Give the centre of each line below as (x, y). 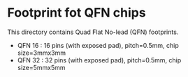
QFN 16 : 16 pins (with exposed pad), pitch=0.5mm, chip (98, 45)
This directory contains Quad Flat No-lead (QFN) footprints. (93, 32)
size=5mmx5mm (41, 67)
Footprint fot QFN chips (77, 13)
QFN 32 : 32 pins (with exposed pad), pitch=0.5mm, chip (99, 60)
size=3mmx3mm (42, 53)
